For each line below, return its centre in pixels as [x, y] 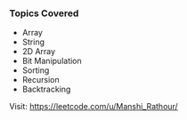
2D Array [39, 52]
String [33, 42]
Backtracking [46, 89]
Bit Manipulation [52, 61]
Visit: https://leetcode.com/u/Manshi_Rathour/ [93, 107]
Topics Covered [44, 13]
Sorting [36, 70]
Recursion [41, 80]
